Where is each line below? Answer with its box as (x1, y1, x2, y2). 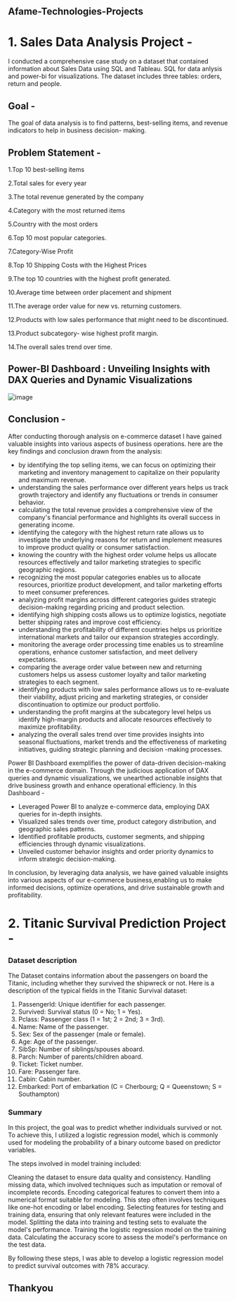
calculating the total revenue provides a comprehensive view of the (18, 505, 214, 513)
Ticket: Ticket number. (18, 1060, 84, 1069)
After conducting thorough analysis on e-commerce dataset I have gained (8, 432, 222, 440)
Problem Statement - (8, 147, 101, 158)
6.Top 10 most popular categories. (8, 233, 107, 242)
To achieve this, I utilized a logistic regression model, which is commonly (8, 1131, 218, 1140)
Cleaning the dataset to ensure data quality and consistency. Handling (8, 1173, 211, 1182)
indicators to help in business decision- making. (8, 126, 147, 135)
